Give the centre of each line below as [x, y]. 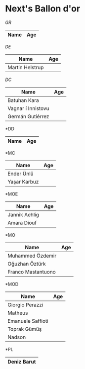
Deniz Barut [22, 362]
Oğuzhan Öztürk [27, 264]
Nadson [17, 337]
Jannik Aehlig [23, 214]
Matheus [18, 313]
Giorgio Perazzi [25, 305]
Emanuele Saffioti [28, 321]
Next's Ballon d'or [43, 9]
